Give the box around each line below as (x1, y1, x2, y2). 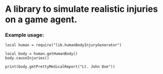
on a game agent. (5, 14, 78, 25)
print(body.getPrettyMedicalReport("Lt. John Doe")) (5, 64, 115, 70)
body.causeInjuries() (5, 56, 50, 61)
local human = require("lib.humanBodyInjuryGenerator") (5, 43, 122, 48)
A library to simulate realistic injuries (5, 3, 158, 15)
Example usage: (5, 32, 44, 38)
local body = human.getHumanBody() (5, 51, 78, 56)
